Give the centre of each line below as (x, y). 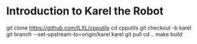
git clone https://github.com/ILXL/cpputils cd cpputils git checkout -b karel (99, 28)
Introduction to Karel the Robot (85, 11)
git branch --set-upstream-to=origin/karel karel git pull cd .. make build (94, 34)
